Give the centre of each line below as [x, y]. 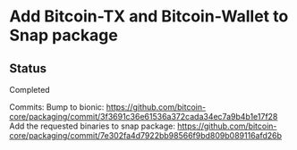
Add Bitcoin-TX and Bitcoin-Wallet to [149, 17]
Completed [30, 90]
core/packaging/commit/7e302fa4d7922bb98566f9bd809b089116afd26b [146, 135]
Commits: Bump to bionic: [57, 107]
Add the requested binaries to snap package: [93, 126]
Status [28, 68]
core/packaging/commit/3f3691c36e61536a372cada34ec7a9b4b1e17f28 [144, 117]
